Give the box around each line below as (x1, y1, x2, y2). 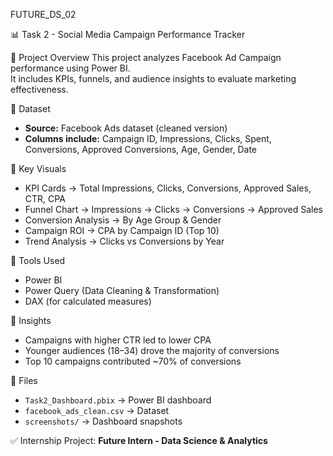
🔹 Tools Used (10, 255, 66, 266)
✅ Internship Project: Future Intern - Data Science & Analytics (10, 435, 268, 446)
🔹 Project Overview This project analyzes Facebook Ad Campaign (10, 52, 282, 63)
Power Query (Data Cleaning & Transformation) (24, 285, 220, 296)
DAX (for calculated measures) (24, 295, 152, 307)
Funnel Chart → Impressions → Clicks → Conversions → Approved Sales (24, 204, 323, 215)
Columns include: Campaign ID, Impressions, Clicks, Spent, (24, 133, 272, 144)
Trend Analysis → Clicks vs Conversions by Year (24, 235, 225, 247)
